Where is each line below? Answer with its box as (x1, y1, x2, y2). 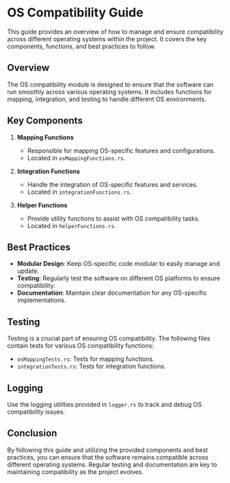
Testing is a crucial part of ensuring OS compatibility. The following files (7, 335, 211, 343)
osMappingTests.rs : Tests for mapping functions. (16, 355, 154, 363)
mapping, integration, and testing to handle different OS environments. (7, 95, 207, 103)
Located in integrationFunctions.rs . (27, 188, 132, 196)
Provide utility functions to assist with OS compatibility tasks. (27, 214, 200, 223)
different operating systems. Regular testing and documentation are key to (7, 460, 218, 469)
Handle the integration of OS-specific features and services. (27, 180, 198, 188)
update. (16, 267, 39, 276)
